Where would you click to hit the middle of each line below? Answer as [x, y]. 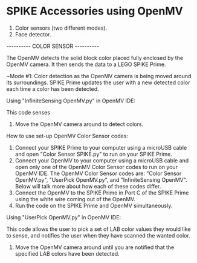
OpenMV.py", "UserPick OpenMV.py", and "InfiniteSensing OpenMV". [101, 179]
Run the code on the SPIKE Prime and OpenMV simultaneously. [94, 205]
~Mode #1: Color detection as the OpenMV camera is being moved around [99, 76]
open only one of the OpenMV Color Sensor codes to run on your [96, 167]
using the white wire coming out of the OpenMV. [75, 199]
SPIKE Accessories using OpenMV [95, 11]
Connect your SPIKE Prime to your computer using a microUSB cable [101, 147]
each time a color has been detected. [53, 88]
